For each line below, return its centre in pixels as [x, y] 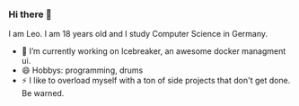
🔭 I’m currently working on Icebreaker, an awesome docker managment [154, 51]
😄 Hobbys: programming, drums [82, 70]
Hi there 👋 [31, 14]
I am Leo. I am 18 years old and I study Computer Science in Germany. [138, 34]
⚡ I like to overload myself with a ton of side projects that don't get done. [156, 81]
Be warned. [43, 93]
